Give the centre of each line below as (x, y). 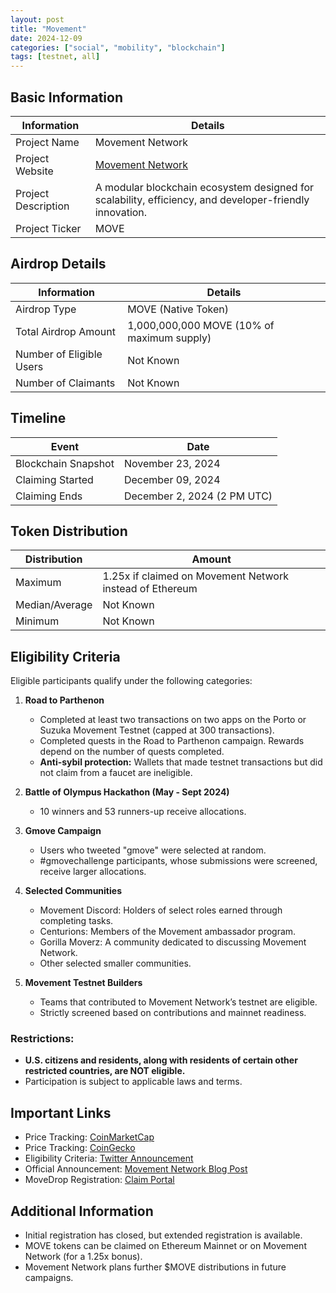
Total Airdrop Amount (65, 331)
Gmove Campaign (63, 831)
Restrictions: (42, 1039)
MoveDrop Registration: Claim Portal (99, 1180)
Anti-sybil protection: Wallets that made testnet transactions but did (181, 762)
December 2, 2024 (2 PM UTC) (198, 496)
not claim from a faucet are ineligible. (116, 773)
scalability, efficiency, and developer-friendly (202, 199)
